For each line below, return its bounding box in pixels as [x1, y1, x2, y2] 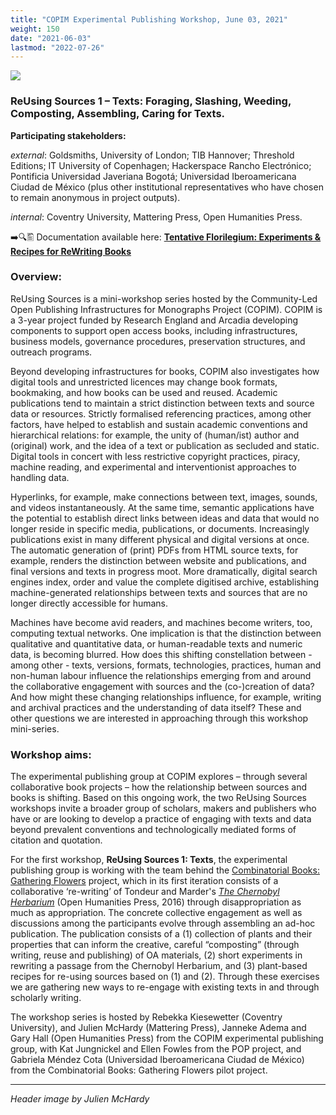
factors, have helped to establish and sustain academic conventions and [10, 418, 308, 430]
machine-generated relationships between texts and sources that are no [10, 586, 308, 598]
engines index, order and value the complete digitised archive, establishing [10, 576, 320, 588]
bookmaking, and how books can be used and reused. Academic [10, 386, 278, 398]
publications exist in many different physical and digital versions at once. [10, 533, 310, 545]
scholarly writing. [10, 992, 82, 1004]
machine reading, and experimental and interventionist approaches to [10, 461, 297, 473]
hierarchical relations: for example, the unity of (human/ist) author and [10, 429, 300, 441]
